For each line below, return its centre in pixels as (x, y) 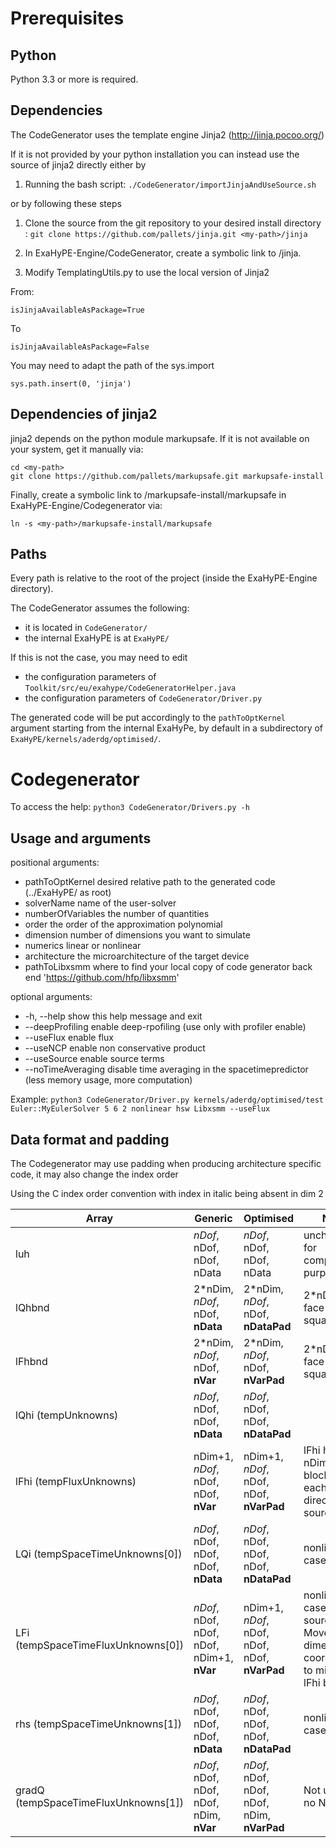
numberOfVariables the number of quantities (117, 914)
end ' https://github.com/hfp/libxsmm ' (102, 978)
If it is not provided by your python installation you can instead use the (155, 154)
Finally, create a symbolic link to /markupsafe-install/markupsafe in (148, 494)
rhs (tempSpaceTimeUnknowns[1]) (98, 1724)
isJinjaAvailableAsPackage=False (80, 347)
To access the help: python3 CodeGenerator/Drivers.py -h (130, 807)
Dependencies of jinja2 (84, 414)
